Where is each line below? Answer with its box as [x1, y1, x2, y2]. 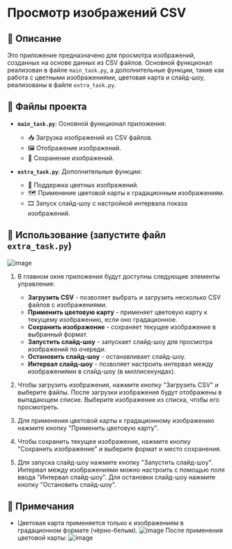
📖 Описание [7, 33, 62, 45]
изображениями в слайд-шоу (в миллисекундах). [27, 367, 176, 376]
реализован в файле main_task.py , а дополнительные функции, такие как [7, 66, 225, 74]
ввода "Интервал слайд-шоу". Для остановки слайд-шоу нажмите [17, 472, 216, 481]
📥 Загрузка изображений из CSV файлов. [27, 133, 153, 141]
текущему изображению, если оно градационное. [27, 315, 178, 323]
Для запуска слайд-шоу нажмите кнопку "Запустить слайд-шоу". [17, 458, 213, 466]
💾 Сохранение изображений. [27, 153, 114, 162]
